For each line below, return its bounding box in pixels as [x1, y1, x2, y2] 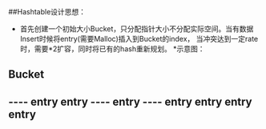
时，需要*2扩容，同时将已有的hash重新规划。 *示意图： [19, 44, 206, 54]
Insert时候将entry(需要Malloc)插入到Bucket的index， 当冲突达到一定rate [19, 34, 259, 43]
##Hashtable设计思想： [8, 7, 87, 16]
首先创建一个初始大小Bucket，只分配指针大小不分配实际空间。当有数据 [19, 24, 254, 34]
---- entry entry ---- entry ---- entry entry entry [8, 95, 252, 108]
